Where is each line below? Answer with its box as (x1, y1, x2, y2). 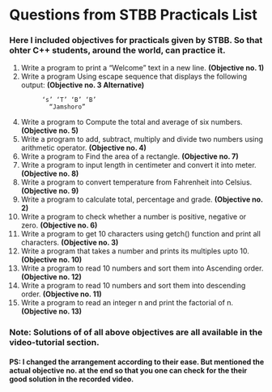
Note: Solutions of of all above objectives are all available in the (9, 326, 263, 338)
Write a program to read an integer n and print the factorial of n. (20, 298, 234, 308)
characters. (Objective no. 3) (20, 237, 119, 248)
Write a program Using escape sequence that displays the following (20, 71, 248, 82)
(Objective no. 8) (20, 168, 79, 179)
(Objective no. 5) (20, 126, 79, 135)
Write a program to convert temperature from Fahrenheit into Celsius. (20, 177, 253, 187)
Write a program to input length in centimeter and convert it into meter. (20, 160, 257, 170)
